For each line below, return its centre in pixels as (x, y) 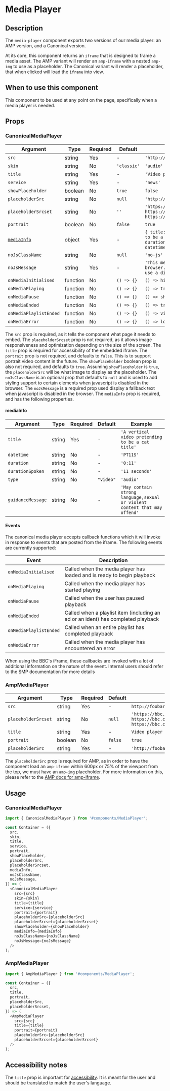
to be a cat (135, 442)
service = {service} (34, 908)
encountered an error (90, 648)
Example (141, 424)
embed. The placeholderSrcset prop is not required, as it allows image (79, 340)
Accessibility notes (36, 1065)
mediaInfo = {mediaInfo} (38, 931)
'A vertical (135, 432)
